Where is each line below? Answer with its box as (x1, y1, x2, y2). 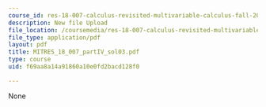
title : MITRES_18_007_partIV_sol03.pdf (8, 48, 140, 56)
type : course (8, 56, 51, 64)
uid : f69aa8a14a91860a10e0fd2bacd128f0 (8, 63, 140, 71)
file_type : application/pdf (8, 33, 101, 42)
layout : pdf (8, 41, 47, 49)
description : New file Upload (8, 19, 108, 27)
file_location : (8, 26, 59, 34)
